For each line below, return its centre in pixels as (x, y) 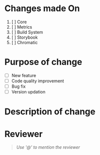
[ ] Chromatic (25, 42)
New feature (24, 75)
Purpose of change (43, 62)
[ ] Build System (27, 32)
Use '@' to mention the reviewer (48, 147)
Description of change (50, 112)
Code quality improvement (38, 81)
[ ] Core (19, 22)
